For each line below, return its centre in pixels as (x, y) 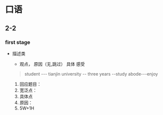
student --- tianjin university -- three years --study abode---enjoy (91, 74)
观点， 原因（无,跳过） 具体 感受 (52, 64)
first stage (18, 42)
